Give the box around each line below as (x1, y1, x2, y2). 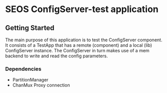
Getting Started (5, 24, 55, 32)
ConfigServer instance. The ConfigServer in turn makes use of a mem (5, 48, 149, 53)
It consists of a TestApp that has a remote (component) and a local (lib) (5, 42, 152, 48)
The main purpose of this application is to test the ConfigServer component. (5, 37, 162, 43)
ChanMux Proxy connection (12, 82, 70, 88)
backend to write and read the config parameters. (5, 53, 108, 59)
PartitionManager (12, 77, 49, 83)
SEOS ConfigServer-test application (5, 4, 159, 15)
